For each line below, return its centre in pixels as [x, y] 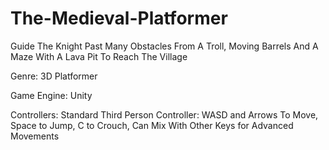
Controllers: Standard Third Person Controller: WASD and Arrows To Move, [164, 114]
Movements [35, 136]
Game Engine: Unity [51, 95]
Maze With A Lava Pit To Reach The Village [99, 56]
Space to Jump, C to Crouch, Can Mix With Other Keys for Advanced [152, 125]
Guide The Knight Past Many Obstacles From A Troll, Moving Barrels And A [164, 46]
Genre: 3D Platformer [54, 76]
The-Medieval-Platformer [119, 18]
